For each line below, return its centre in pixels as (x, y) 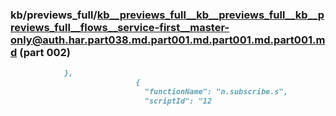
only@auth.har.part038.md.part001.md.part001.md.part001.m (168, 40)
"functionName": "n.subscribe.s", (216, 92)
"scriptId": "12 (178, 101)
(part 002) (45, 52)
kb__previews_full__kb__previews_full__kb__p (210, 15)
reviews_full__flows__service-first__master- (120, 27)
